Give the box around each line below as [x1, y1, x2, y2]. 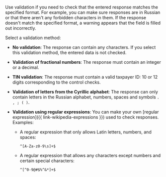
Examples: [12, 120, 34, 125]
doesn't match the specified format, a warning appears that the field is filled [5, 20, 161, 26]
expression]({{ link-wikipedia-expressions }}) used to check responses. [12, 114, 159, 120]
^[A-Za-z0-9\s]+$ [19, 144, 56, 149]
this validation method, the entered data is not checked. [12, 49, 127, 55]
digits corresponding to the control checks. [12, 79, 101, 85]
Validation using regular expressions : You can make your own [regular [12, 109, 159, 115]
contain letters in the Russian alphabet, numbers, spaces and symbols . [12, 94, 160, 100]
